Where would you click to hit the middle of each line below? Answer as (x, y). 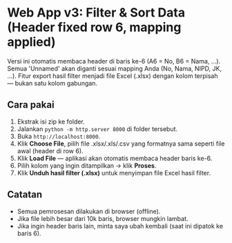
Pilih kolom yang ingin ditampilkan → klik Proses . (87, 165)
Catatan (25, 195)
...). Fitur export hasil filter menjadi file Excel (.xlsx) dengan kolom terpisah (113, 76)
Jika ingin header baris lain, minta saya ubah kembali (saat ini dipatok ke (120, 226)
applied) (32, 42)
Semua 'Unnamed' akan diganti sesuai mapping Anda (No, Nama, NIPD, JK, (115, 68)
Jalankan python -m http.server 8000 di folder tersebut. (97, 128)
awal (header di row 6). (50, 150)
